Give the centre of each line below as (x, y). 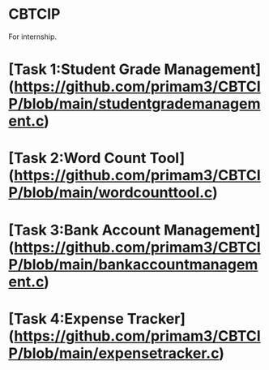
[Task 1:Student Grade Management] (135, 69)
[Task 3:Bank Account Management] (134, 230)
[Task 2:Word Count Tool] (96, 158)
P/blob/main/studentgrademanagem (134, 104)
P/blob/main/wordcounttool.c (111, 193)
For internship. (33, 37)
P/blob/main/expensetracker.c (114, 353)
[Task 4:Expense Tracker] (97, 318)
